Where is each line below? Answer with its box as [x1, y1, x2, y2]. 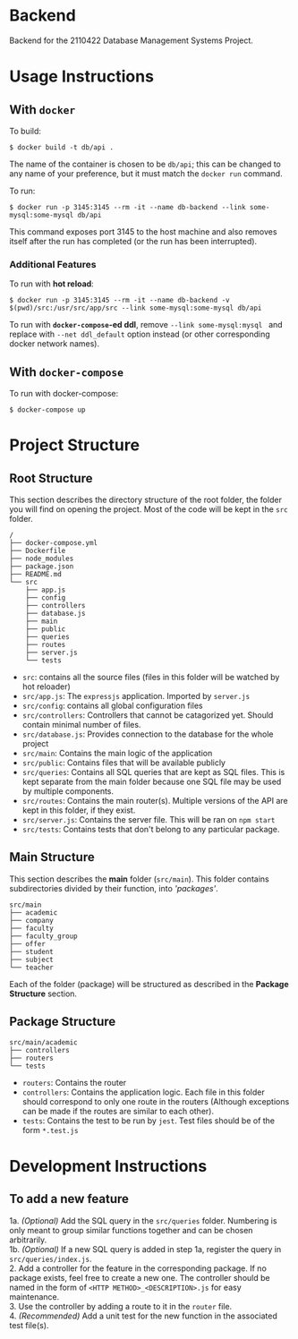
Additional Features [9, 258, 97, 270]
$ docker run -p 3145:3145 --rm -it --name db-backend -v [9, 296, 230, 305]
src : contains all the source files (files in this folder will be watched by [21, 672, 280, 683]
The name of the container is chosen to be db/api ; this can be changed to [9, 158, 282, 169]
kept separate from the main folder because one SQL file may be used [21, 776, 282, 788]
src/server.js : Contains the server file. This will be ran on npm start [21, 814, 276, 825]
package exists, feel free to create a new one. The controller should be [9, 1272, 270, 1283]
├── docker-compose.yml [9, 539, 98, 548]
